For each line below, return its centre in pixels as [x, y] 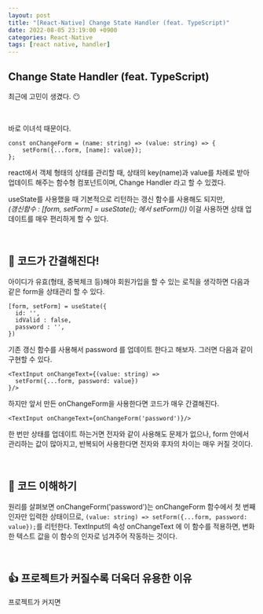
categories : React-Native [50, 37]
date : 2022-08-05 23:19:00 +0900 [63, 30]
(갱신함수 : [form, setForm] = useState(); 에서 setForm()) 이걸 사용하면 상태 [126, 208]
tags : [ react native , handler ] [59, 45]
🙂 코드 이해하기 [42, 486]
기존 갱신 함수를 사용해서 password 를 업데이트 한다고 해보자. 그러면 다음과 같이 [131, 349]
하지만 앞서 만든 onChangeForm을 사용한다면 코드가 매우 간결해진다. [114, 403]
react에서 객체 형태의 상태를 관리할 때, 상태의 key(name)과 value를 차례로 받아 [129, 172]
